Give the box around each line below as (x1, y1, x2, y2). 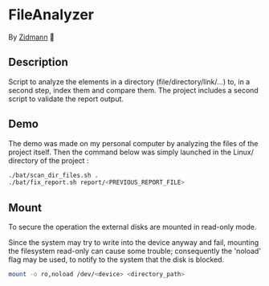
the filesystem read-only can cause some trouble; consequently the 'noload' (8, 247, 262, 256)
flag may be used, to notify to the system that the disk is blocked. (8, 255, 225, 264)
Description (8, 55, 68, 69)
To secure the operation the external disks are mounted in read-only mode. (8, 223, 257, 232)
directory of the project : (8, 155, 89, 165)
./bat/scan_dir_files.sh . (8, 171, 99, 179)
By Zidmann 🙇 (8, 32, 55, 42)
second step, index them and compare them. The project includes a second (8, 85, 259, 95)
